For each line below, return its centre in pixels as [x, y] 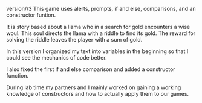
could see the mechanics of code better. [57, 58]
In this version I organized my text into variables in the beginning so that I [97, 51]
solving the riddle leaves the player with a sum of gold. [74, 39]
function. [18, 76]
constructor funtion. [31, 15]
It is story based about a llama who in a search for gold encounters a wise [98, 27]
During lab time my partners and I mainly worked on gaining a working [94, 87]
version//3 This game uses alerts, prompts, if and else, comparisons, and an [101, 9]
